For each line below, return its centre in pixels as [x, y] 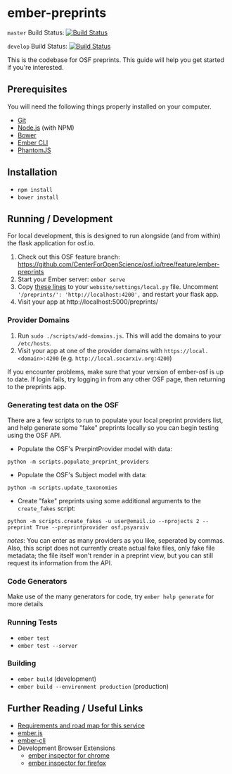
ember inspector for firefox [67, 763]
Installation [32, 172]
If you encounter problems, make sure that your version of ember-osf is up [115, 371]
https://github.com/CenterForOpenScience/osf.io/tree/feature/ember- [118, 264]
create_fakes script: [46, 508]
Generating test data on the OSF [63, 405]
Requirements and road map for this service [81, 725]
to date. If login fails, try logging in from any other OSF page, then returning [116, 379]
